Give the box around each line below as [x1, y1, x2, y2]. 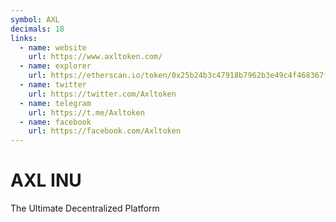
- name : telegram [19, 98, 92, 108]
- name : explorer [19, 61, 92, 71]
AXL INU [10, 169, 82, 192]
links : [10, 33, 38, 43]
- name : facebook [19, 117, 92, 127]
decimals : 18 [10, 24, 65, 34]
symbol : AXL [10, 14, 60, 25]
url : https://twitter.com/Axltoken [28, 89, 177, 99]
